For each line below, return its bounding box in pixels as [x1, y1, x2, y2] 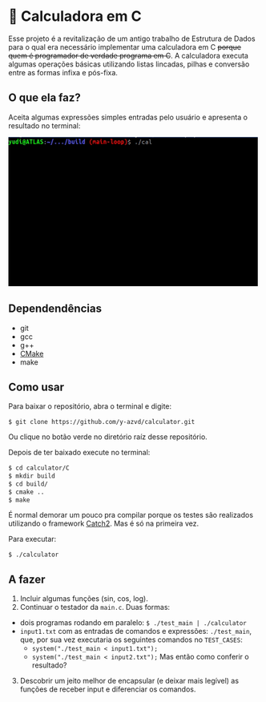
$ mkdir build [8, 472, 56, 480]
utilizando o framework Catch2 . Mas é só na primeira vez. [8, 518, 199, 528]
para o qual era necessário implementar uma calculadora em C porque [8, 42, 242, 51]
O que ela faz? [8, 91, 82, 105]
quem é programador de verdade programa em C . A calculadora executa [8, 50, 248, 60]
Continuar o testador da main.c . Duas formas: [19, 603, 171, 612]
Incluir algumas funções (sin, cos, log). [19, 594, 148, 603]
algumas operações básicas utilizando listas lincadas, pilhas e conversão [8, 59, 250, 69]
